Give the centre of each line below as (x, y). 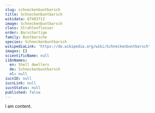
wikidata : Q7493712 (25, 19)
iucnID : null (18, 78)
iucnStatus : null (23, 88)
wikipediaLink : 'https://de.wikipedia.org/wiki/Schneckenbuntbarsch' (78, 46)
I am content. (18, 106)
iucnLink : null (21, 83)
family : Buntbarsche (26, 38)
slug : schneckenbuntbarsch (33, 10)
